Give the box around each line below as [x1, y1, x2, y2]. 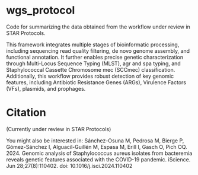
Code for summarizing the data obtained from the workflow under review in [6, 23, 191, 30]
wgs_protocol [6, 4, 75, 17]
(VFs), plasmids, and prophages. [6, 85, 86, 92]
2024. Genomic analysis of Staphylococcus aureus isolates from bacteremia [6, 149, 193, 157]
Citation [6, 106, 46, 119]
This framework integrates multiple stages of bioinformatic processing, [6, 41, 180, 48]
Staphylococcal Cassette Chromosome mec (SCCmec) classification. [6, 66, 175, 73]
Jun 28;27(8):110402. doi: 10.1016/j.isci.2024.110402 [6, 162, 133, 169]
